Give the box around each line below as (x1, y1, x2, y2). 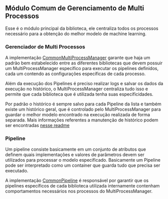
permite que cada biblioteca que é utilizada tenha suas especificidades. (5, 91, 154, 97)
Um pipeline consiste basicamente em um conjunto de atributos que (5, 146, 146, 153)
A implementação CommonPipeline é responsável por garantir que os (5, 177, 149, 183)
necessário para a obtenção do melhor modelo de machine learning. (5, 30, 147, 37)
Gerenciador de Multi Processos (5, 43, 85, 50)
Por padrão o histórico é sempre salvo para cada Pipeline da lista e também (5, 101, 161, 107)
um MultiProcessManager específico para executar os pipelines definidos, (5, 65, 159, 72)
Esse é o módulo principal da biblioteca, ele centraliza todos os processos (5, 25, 159, 31)
